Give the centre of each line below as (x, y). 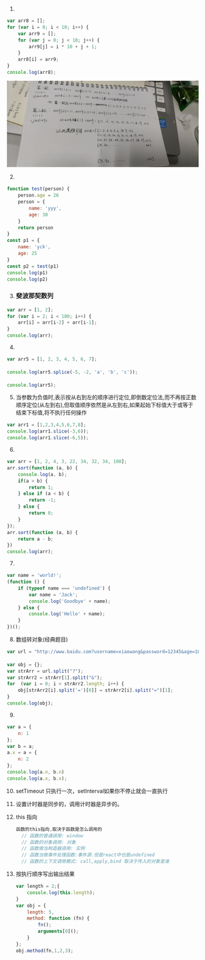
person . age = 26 (39, 196)
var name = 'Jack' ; (54, 595)
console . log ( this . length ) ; (61, 892)
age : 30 (38, 214)
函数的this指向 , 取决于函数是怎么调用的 (59, 829)
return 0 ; (41, 513)
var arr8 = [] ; (26, 21)
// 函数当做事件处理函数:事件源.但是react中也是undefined (88, 855)
